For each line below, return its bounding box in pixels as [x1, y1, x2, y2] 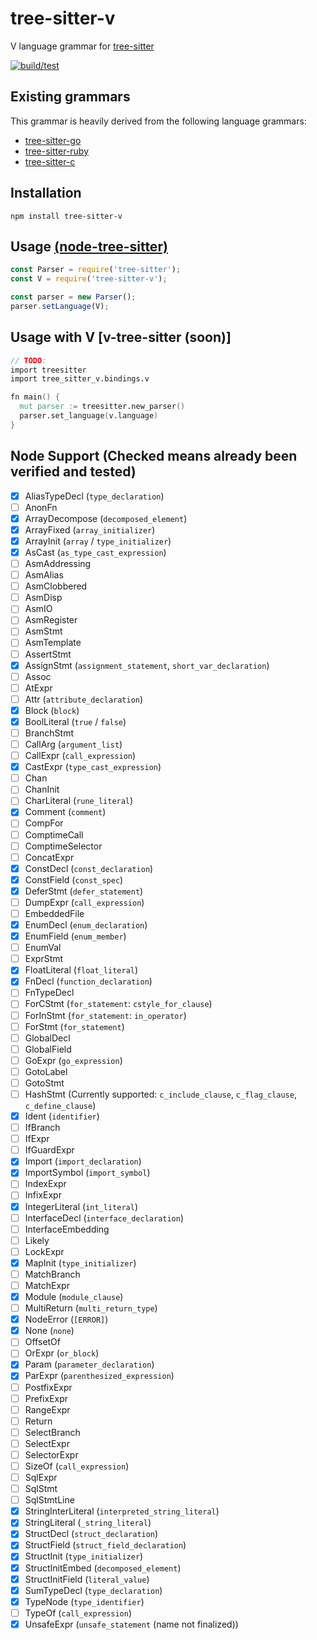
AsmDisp [24, 592, 63, 604]
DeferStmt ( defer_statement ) [24, 885, 144, 897]
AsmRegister [24, 614, 78, 626]
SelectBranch [24, 1426, 81, 1438]
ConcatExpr [24, 851, 75, 863]
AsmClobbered [24, 580, 88, 592]
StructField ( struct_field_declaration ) [24, 1539, 187, 1551]
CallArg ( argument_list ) [24, 738, 123, 750]
